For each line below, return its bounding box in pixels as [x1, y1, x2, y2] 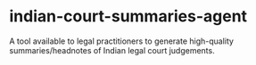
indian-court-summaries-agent [9, 6, 248, 27]
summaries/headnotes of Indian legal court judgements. [9, 45, 216, 55]
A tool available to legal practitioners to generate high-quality [9, 36, 235, 46]
